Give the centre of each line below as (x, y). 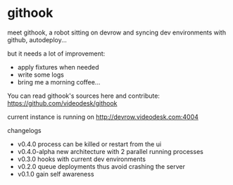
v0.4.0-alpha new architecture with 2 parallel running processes (111, 151)
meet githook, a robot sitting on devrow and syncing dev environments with (117, 32)
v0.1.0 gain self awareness (56, 174)
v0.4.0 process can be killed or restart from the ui (89, 144)
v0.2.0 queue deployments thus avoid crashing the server (101, 166)
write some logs (41, 75)
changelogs (24, 130)
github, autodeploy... (37, 39)
